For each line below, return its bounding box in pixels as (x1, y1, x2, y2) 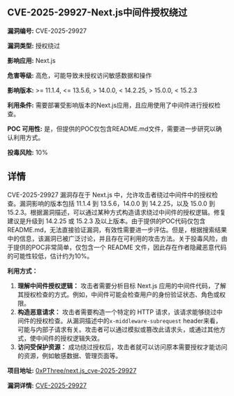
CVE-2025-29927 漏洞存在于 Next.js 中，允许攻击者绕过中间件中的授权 (7, 190, 212, 199)
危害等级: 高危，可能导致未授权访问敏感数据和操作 (7, 71, 152, 79)
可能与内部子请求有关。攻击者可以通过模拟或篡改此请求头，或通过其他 (17, 325, 220, 334)
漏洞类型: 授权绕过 (7, 41, 61, 50)
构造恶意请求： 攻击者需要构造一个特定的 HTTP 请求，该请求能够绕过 (17, 307, 217, 316)
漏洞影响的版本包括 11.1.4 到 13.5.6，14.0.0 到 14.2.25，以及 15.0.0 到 (19, 199, 215, 208)
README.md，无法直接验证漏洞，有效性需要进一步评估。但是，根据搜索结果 (7, 225, 228, 234)
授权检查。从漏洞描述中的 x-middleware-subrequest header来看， (36, 316, 222, 325)
